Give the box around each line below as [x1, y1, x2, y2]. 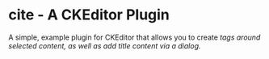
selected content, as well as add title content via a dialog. [8, 40, 201, 50]
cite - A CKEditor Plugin [8, 6, 170, 24]
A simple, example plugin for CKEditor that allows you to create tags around [8, 32, 261, 42]
